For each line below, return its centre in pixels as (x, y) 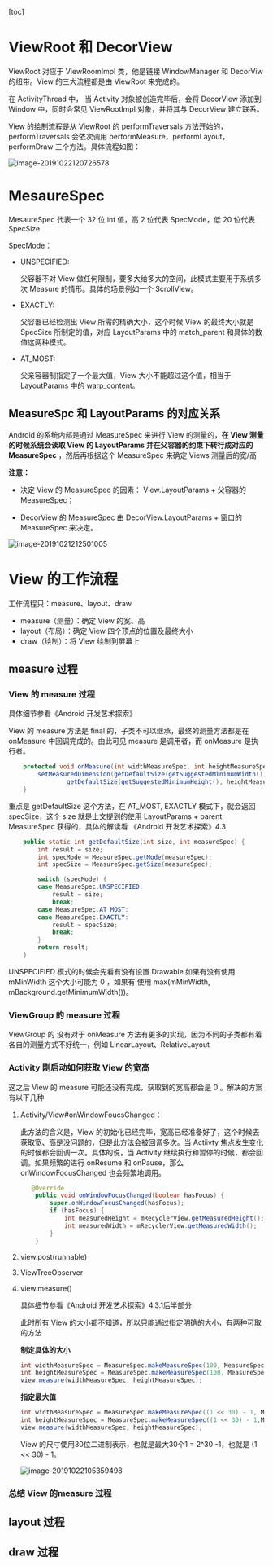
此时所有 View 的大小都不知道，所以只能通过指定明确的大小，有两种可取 (141, 1322)
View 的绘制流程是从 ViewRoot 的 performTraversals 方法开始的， (118, 126)
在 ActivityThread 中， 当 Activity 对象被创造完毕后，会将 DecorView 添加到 (135, 99)
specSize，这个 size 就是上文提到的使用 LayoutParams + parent (115, 816)
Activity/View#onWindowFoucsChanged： (91, 1115)
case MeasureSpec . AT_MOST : (83, 909)
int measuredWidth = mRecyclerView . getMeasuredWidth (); (160, 1225)
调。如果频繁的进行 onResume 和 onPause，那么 (102, 1162)
